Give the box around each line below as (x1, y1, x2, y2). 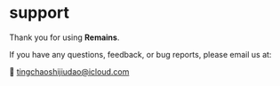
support (9, 3, 69, 23)
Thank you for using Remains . (9, 32, 120, 43)
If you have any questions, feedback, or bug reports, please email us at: (9, 49, 272, 59)
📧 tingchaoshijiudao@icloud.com (9, 66, 130, 77)
